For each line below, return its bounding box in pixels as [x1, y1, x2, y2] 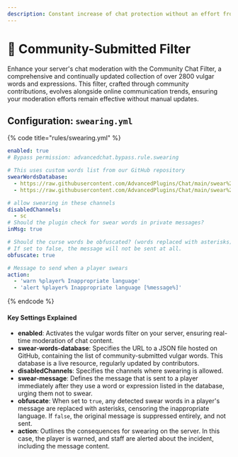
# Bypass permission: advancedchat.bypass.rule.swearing [7, 154, 179, 162]
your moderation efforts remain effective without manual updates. [7, 94, 200, 103]
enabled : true [7, 147, 50, 154]
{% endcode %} [7, 297, 55, 305]
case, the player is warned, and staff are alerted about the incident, [17, 434, 214, 443]
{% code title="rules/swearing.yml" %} [7, 134, 122, 142]
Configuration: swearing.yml [7, 115, 133, 127]
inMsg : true [7, 226, 42, 233]
